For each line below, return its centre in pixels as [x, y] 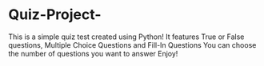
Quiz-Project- [55, 15]
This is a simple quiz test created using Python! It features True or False [126, 37]
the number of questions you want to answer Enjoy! [93, 53]
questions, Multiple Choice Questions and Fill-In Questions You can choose [132, 45]
